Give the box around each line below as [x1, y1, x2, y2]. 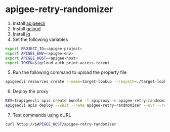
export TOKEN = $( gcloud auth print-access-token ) [5, 60, 110, 65]
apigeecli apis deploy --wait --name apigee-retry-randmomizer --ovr [5, 103, 155, 108]
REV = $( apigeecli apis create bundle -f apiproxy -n [5, 98, 116, 103]
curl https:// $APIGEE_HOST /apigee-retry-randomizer [5, 122, 116, 127]
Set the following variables [12, 36, 68, 42]
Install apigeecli [12, 20, 46, 26]
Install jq [12, 31, 30, 37]
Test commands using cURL [12, 112, 71, 118]
